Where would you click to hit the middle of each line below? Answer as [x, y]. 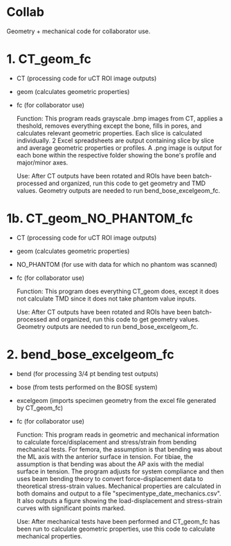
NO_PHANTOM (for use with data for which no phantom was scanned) [117, 264]
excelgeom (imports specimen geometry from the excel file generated [116, 400]
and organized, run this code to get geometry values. [124, 319]
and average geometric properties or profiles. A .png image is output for [119, 148]
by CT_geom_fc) [40, 408]
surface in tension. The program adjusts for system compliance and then [120, 471]
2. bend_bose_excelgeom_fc [90, 355]
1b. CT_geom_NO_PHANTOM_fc [100, 219]
